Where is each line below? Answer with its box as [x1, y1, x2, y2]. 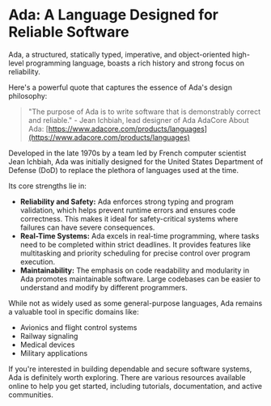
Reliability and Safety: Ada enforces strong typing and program [19, 197, 235, 206]
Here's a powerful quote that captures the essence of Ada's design [8, 82, 233, 92]
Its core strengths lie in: [8, 180, 87, 191]
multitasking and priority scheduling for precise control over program [19, 248, 251, 258]
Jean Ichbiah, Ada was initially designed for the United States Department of [8, 156, 264, 167]
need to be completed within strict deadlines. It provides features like [19, 239, 251, 249]
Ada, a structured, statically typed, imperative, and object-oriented [8, 49, 231, 59]
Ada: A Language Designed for [8, 6, 218, 24]
